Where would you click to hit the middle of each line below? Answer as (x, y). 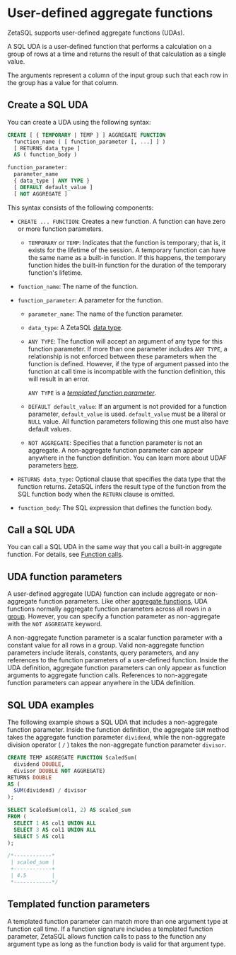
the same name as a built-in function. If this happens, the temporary (127, 257)
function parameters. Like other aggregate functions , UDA (123, 601)
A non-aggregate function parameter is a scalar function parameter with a (115, 638)
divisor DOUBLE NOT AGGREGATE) (60, 771)
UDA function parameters (65, 576)
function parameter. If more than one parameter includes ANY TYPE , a (128, 349)
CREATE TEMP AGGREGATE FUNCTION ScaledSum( (72, 758)
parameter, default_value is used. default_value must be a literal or (127, 414)
